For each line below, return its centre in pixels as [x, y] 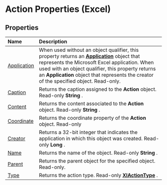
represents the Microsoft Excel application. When [96, 62]
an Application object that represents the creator [96, 75]
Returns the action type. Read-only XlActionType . [98, 175]
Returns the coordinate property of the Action [93, 118]
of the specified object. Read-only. [80, 81]
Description [53, 42]
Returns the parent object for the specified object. [97, 161]
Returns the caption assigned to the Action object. [98, 89]
